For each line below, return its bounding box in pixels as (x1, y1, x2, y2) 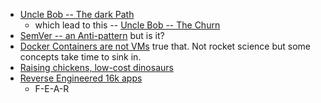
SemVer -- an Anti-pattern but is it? (19, 30, 165, 41)
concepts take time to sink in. (19, 51, 142, 63)
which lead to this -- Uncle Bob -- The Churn (34, 19, 221, 31)
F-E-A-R (34, 83, 70, 94)
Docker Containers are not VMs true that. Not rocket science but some (19, 40, 311, 52)
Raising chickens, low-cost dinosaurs (19, 62, 174, 73)
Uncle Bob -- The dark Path (19, 9, 135, 20)
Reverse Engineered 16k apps (19, 72, 143, 84)
